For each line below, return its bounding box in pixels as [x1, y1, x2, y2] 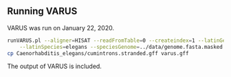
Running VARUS [7, 5, 78, 17]
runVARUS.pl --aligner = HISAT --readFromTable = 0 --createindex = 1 [7, 37, 195, 44]
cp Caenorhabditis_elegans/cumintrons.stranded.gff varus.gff [7, 49, 189, 57]
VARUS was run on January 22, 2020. [7, 23, 115, 32]
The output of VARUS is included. [7, 62, 102, 71]
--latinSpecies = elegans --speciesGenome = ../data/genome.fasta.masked [19, 43, 223, 50]
